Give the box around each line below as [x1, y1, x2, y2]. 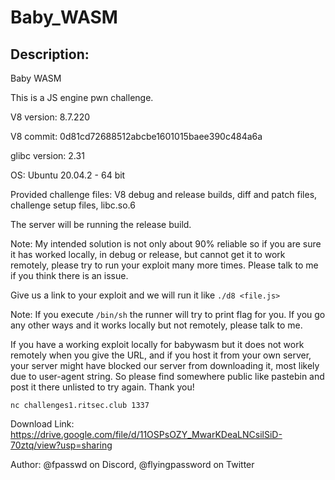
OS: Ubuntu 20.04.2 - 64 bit [10, 169, 126, 181]
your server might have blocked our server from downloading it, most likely [10, 360, 320, 371]
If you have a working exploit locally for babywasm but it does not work [10, 339, 305, 350]
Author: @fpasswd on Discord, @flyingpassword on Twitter [10, 459, 255, 470]
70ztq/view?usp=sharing [10, 439, 113, 451]
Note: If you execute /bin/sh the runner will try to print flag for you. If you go [10, 309, 326, 320]
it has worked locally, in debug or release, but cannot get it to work [10, 249, 286, 260]
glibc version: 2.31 [10, 150, 85, 161]
